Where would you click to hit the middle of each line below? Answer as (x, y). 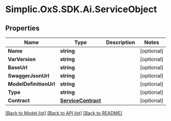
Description (120, 42)
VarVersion (22, 59)
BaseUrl (18, 67)
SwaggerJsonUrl (29, 76)
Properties (22, 28)
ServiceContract (80, 100)
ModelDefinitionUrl (31, 84)
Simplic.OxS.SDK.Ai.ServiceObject (81, 9)
